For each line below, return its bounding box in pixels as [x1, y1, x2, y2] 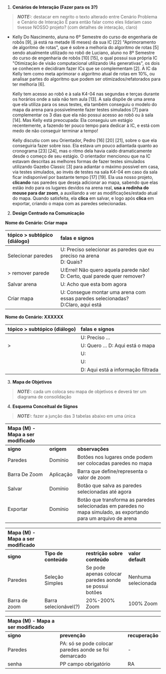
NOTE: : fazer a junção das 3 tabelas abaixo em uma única [17, 413, 136, 419]
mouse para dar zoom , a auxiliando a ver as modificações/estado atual [12, 190, 158, 196]
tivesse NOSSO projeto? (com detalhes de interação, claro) [17, 24, 137, 30]
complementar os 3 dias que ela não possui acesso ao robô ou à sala [12, 112, 154, 118]
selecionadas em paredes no [77, 503, 144, 509]
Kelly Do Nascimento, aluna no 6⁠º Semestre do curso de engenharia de [12, 34, 158, 40]
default [128, 556, 146, 563]
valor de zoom [77, 474, 111, 481]
